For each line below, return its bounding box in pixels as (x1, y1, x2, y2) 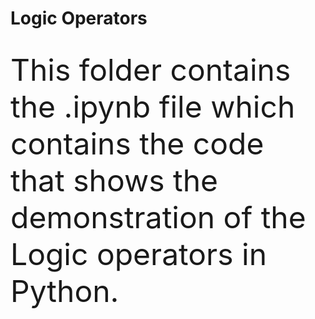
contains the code (10, 124, 265, 162)
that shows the (10, 161, 219, 199)
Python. (10, 272, 120, 310)
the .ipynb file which (10, 87, 296, 126)
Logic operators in (10, 235, 267, 273)
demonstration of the (10, 198, 307, 236)
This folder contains (10, 50, 292, 89)
